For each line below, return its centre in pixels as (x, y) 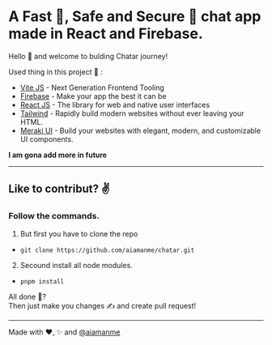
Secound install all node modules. (76, 265)
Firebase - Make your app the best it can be (93, 96)
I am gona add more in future (58, 155)
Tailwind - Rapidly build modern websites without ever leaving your (132, 113)
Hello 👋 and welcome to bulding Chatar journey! (88, 56)
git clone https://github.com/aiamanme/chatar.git (107, 250)
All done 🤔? (28, 296)
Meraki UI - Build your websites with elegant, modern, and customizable (140, 130)
